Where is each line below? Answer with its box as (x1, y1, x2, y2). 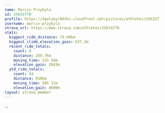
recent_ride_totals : (9, 44, 51, 49)
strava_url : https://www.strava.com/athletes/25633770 (4, 26, 120, 31)
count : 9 (13, 48, 32, 53)
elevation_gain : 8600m (13, 85, 60, 90)
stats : (4, 30, 18, 35)
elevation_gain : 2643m (13, 62, 60, 67)
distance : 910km (13, 76, 47, 81)
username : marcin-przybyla (4, 21, 60, 26)
